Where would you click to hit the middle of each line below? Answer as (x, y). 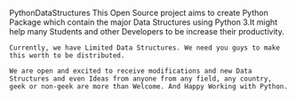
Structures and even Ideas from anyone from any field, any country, (141, 79)
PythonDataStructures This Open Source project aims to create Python (139, 13)
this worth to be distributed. (67, 56)
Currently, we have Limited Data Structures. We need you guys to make (144, 48)
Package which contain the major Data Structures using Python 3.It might (144, 22)
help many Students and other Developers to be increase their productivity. (147, 31)
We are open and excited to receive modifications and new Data (131, 71)
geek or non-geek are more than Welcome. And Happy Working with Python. (149, 87)
